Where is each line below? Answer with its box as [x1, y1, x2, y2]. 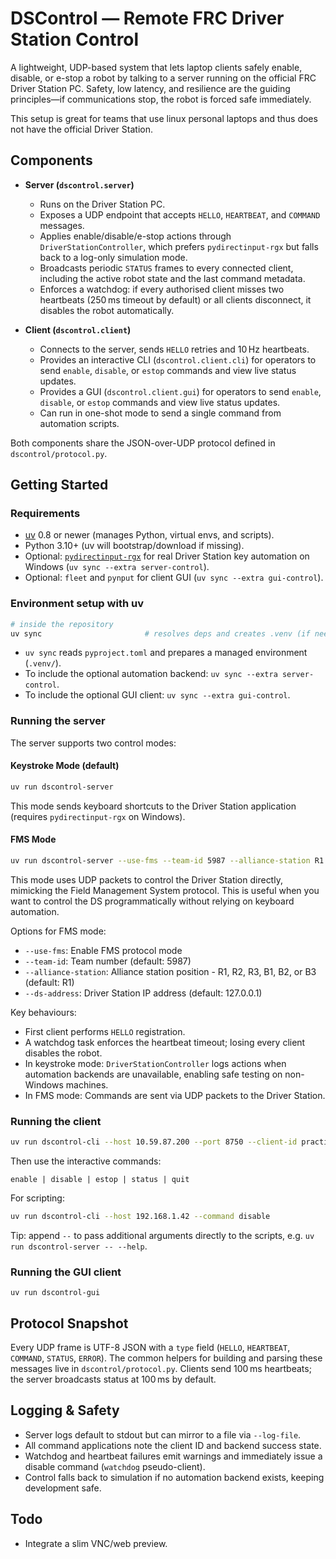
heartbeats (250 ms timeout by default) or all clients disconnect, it [39, 293, 312, 306]
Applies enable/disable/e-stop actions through [39, 230, 232, 242]
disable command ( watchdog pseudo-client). [24, 1460, 206, 1472]
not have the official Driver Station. [10, 123, 153, 135]
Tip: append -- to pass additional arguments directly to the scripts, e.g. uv [10, 1229, 315, 1241]
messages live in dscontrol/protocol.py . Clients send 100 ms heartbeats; [10, 1363, 312, 1375]
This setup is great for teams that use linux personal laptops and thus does [10, 112, 318, 124]
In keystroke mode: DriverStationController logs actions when [24, 1057, 287, 1069]
